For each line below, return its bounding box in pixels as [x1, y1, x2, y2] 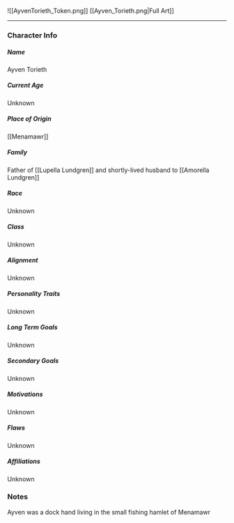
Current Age [7, 81, 44, 90]
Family [7, 148, 28, 157]
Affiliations [7, 457, 40, 466]
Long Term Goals [7, 323, 58, 331]
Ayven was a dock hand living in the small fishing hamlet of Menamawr [7, 508, 211, 516]
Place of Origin [7, 115, 52, 123]
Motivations [7, 390, 43, 398]
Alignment [7, 256, 38, 265]
